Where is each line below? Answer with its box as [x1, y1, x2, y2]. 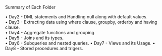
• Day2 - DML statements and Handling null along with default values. [5, 14, 148, 19]
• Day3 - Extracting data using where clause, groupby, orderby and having [5, 19, 158, 25]
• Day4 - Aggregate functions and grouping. [5, 30, 96, 35]
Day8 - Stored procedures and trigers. [5, 46, 83, 51]
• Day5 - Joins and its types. [5, 35, 64, 41]
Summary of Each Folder [5, 4, 56, 10]
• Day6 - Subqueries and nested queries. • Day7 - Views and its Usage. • [5, 40, 155, 46]
